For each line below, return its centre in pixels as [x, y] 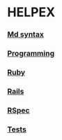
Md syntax [25, 35]
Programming [31, 54]
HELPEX [31, 12]
